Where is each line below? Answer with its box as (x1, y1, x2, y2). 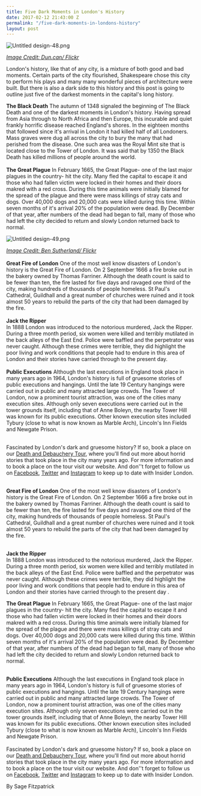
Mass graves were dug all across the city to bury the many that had (6, 135, 173, 142)
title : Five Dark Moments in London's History (6, 8, 125, 15)
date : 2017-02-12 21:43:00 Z (6, 14, 79, 20)
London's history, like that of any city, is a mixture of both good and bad (6, 65, 184, 73)
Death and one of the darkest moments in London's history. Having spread (6, 109, 191, 116)
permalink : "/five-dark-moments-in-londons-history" (6, 20, 141, 26)
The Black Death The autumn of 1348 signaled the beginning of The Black (6, 103, 190, 110)
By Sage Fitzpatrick (6, 783, 55, 790)
